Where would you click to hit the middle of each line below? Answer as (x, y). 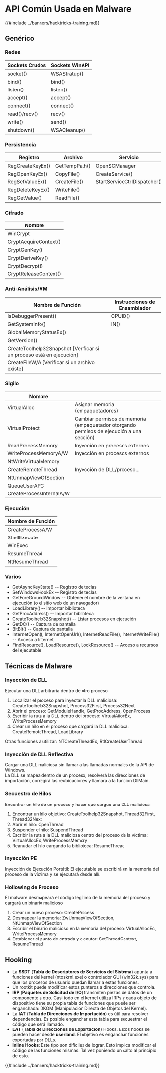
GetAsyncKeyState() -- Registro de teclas (55, 587)
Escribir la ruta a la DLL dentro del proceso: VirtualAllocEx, (72, 716)
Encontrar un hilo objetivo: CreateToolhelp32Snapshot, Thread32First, (83, 814)
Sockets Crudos (27, 65)
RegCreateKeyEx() (29, 166)
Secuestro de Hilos (28, 794)
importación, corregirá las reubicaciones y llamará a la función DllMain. (77, 781)
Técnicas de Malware (39, 666)
